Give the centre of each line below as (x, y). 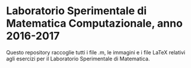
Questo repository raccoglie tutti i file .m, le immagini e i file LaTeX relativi (96, 52)
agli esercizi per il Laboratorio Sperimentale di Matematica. (78, 59)
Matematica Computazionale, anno (94, 23)
